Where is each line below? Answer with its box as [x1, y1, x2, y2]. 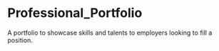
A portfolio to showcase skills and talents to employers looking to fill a [7, 28, 213, 37]
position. [7, 35, 34, 44]
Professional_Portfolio [7, 5, 143, 21]
